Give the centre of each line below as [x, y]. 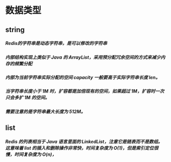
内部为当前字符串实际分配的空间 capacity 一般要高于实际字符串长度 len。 [83, 77]
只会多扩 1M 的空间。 [27, 98]
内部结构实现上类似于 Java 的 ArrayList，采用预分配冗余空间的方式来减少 [83, 57]
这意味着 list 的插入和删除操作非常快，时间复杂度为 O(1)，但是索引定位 [80, 148]
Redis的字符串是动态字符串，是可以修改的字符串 [56, 43]
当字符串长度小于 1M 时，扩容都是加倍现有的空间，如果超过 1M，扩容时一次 [85, 91]
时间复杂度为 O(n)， [35, 154]
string [15, 29]
